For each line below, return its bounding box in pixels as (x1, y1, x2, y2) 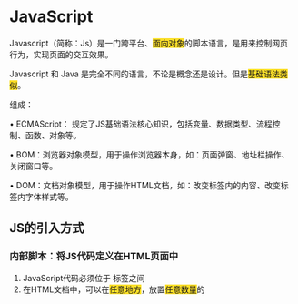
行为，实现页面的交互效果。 (9, 48, 114, 60)
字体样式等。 (25, 191, 74, 202)
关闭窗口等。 (9, 160, 57, 171)
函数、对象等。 (25, 129, 82, 140)
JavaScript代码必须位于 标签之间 (22, 272, 145, 283)
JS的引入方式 (9, 220, 84, 236)
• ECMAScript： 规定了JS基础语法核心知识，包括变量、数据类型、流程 (9, 118, 273, 129)
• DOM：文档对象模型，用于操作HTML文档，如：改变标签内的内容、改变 (9, 179, 282, 190)
